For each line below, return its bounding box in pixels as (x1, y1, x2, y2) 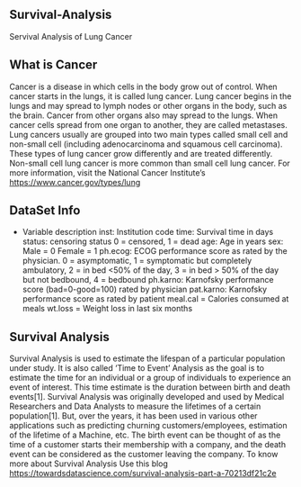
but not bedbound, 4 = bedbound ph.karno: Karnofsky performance (22, 275, 274, 285)
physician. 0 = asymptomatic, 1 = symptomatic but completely (22, 256, 252, 266)
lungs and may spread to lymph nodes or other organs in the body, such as (9, 100, 288, 111)
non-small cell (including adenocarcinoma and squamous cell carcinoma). (9, 139, 283, 149)
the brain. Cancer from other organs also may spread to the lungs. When (9, 110, 279, 121)
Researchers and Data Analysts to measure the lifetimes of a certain (9, 401, 261, 412)
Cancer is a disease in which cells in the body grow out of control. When (9, 81, 278, 92)
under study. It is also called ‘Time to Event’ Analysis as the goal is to (9, 363, 265, 374)
